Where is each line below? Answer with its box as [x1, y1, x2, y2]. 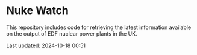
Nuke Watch [6, 4, 69, 18]
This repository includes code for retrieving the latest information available [6, 24, 192, 31]
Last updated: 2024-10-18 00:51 [6, 42, 86, 49]
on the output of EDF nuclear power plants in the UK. [6, 30, 137, 37]
